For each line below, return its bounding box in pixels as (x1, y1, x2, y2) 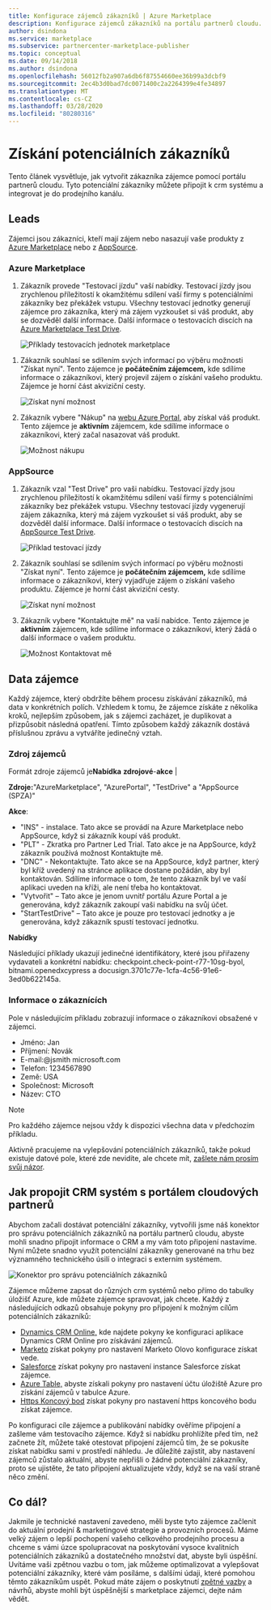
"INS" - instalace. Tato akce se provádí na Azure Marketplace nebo (19, 822, 244, 832)
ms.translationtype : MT (8, 87, 89, 96)
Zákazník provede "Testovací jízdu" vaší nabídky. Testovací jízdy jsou (19, 281, 252, 291)
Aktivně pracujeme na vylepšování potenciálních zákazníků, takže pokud (8, 1144, 251, 1155)
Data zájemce (8, 672, 79, 685)
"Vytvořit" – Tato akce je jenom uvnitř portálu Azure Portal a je (19, 891, 228, 901)
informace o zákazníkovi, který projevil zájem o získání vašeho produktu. (19, 373, 263, 382)
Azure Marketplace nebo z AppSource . (8, 242, 138, 252)
